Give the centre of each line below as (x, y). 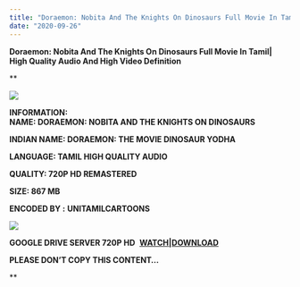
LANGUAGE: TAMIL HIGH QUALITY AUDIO (88, 156)
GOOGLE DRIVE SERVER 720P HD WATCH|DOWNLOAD (114, 242)
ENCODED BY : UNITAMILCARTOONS (79, 208)
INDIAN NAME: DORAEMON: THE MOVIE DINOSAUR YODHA (123, 139)
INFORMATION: (39, 112)
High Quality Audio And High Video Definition (95, 61)
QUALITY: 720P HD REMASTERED (73, 173)
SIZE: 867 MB (35, 191)
